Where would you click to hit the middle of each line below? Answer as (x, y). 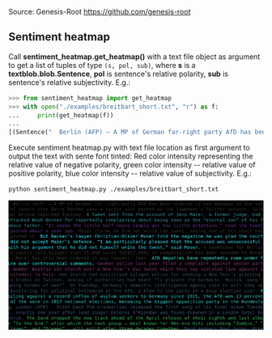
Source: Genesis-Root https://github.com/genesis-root (100, 12)
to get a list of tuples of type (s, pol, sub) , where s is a (102, 65)
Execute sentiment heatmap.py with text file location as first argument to (130, 148)
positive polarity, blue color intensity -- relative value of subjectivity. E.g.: (130, 174)
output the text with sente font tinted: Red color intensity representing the (131, 156)
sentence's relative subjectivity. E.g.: (70, 82)
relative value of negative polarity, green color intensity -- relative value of (132, 165)
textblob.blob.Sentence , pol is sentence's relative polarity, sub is (119, 74)
